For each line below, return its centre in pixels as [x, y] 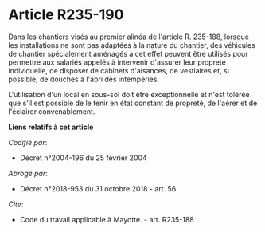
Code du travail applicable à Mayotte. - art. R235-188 [107, 219]
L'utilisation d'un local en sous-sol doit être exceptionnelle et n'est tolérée [129, 94]
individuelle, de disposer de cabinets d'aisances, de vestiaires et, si [119, 70]
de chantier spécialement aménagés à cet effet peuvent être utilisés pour [128, 53]
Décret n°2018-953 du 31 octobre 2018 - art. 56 [98, 188]
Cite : [16, 204]
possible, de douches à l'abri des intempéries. [84, 79]
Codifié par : [28, 142]
